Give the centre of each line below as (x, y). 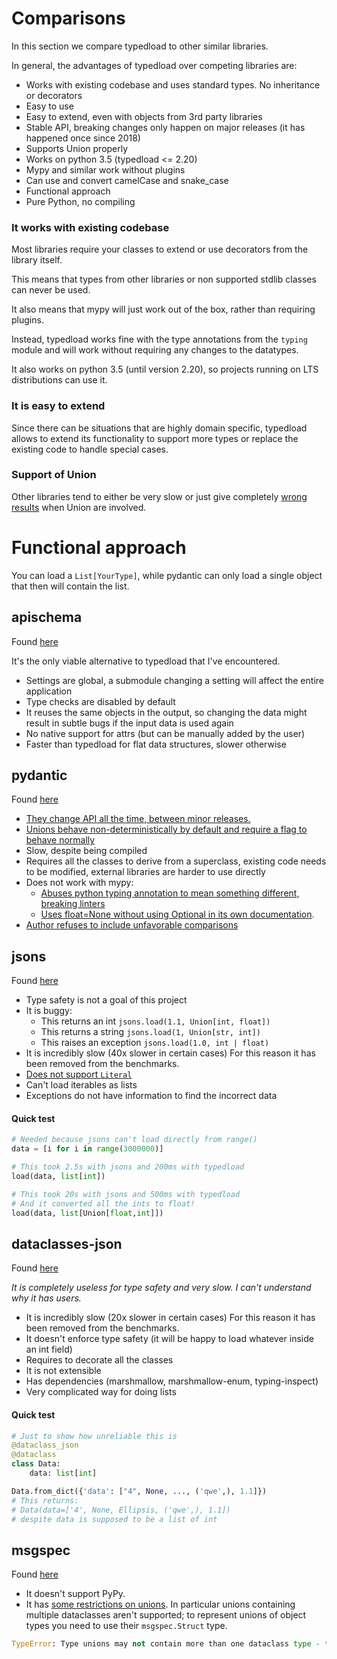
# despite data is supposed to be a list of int (114, 1519)
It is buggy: (49, 1011)
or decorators (54, 95)
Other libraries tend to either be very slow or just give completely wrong (159, 496)
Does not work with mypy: (79, 883)
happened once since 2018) (83, 138)
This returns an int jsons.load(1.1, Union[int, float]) (155, 1021)
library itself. (37, 260)
